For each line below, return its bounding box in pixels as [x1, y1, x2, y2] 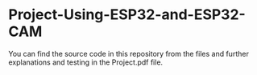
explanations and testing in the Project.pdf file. [8, 57, 164, 67]
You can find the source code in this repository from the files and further [8, 49, 250, 58]
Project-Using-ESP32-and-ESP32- [8, 6, 246, 24]
